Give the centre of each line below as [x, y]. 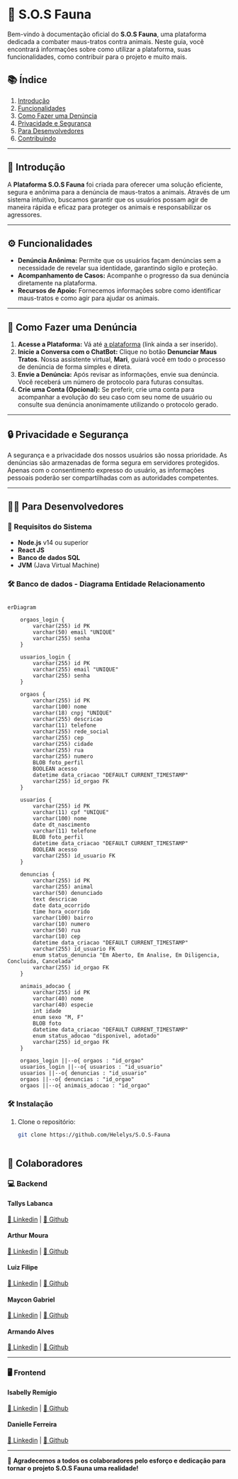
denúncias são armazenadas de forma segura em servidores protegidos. [113, 463]
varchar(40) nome [58, 999]
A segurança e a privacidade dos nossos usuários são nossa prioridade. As [118, 455]
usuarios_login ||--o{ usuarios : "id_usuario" [91, 1067]
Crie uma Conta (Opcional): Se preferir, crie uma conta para [106, 390]
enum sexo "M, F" [58, 1017]
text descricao [55, 899]
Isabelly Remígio [32, 1392]
